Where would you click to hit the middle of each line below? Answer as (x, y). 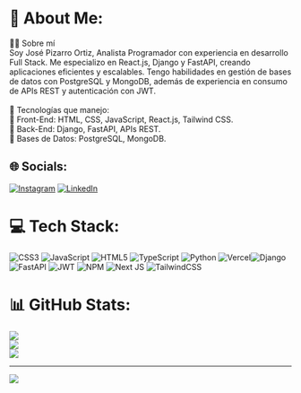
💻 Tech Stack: (64, 226)
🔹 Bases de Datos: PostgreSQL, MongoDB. (88, 138)
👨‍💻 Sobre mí (32, 43)
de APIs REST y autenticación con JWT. (83, 91)
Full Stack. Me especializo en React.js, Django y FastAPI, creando (130, 62)
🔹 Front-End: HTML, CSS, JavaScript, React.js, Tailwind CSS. (121, 119)
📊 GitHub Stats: (70, 305)
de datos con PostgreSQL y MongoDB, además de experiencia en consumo (149, 81)
